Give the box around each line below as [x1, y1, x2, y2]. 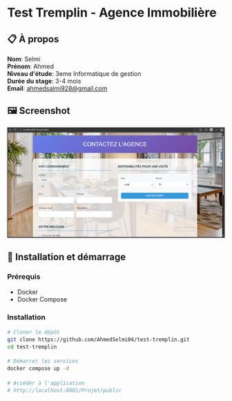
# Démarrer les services [7, 358, 79, 365]
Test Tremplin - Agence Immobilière [7, 5, 217, 21]
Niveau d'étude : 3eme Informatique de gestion [7, 70, 142, 77]
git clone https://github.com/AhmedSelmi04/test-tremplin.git [7, 336, 190, 343]
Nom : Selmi [7, 55, 41, 63]
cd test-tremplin [7, 343, 57, 350]
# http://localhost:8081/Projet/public [7, 387, 122, 394]
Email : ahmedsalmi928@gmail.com [7, 84, 108, 92]
